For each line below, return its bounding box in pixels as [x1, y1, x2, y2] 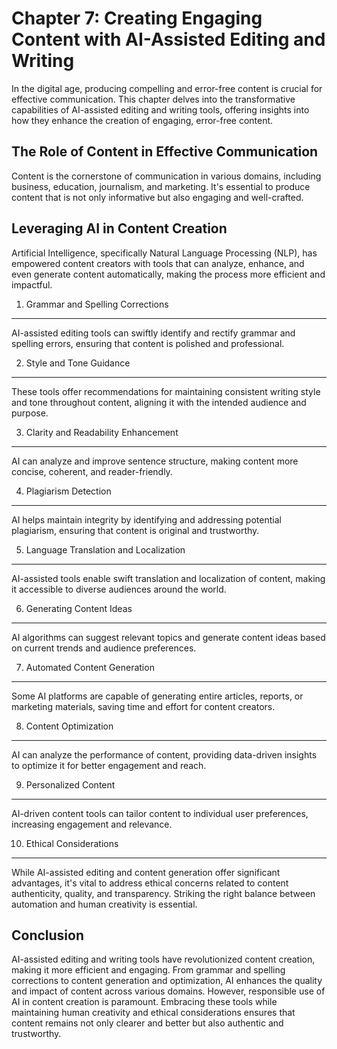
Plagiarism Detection [25, 485, 112, 497]
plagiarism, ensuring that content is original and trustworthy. [11, 524, 260, 536]
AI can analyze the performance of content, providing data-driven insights [11, 748, 318, 761]
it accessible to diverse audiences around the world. [11, 583, 227, 595]
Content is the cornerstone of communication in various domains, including [11, 170, 322, 182]
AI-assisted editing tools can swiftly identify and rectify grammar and [11, 327, 296, 339]
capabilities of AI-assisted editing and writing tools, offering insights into [11, 103, 310, 116]
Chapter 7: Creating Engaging [11, 7, 263, 30]
